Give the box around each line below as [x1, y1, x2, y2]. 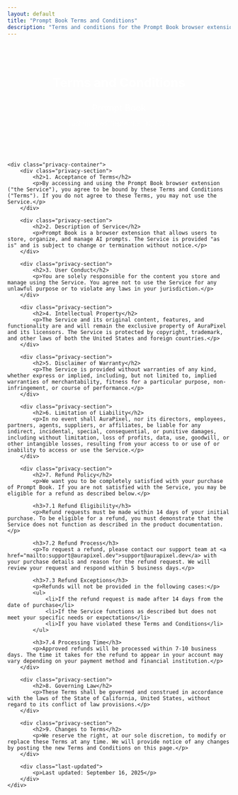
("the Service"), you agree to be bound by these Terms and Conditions [7, 186, 223, 193]
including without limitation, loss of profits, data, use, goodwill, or [7, 434, 230, 441]
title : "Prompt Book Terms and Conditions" [7, 17, 138, 24]
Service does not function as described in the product [7, 521, 176, 528]
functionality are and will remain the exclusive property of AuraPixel [7, 322, 227, 330]
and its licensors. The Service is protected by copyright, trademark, [7, 328, 223, 335]
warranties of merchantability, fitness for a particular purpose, [7, 378, 211, 385]
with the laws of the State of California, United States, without [7, 694, 211, 702]
